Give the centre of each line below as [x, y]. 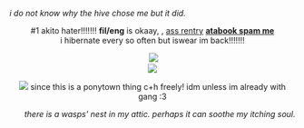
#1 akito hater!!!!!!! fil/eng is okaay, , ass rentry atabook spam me [152, 30]
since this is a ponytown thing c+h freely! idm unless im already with [158, 87]
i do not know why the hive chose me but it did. [98, 13]
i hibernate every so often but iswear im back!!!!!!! [152, 40]
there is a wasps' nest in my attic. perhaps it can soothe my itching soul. [160, 114]
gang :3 [152, 96]
